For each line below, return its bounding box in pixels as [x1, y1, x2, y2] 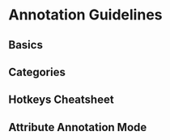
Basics [8, 38, 43, 52]
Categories [8, 65, 66, 78]
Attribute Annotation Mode [8, 120, 147, 134]
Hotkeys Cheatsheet [8, 93, 115, 107]
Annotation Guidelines [8, 6, 163, 24]
